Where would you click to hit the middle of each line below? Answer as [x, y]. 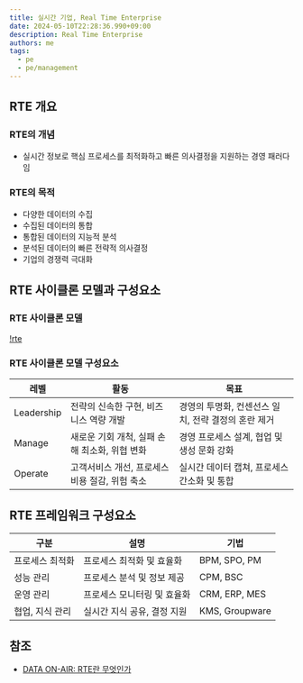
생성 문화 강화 [207, 450]
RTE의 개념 [32, 134]
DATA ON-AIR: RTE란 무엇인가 [77, 669]
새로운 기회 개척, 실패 [113, 436]
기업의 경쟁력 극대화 [57, 259]
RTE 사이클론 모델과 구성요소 [85, 291]
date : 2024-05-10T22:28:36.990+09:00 [80, 26]
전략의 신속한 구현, [107, 406]
